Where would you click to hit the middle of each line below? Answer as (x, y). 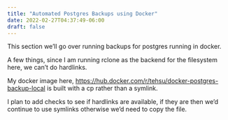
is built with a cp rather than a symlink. (102, 89)
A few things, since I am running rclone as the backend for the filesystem (113, 60)
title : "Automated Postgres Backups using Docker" (83, 14)
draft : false (26, 27)
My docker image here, (41, 81)
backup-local (26, 89)
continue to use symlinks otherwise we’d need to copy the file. (97, 110)
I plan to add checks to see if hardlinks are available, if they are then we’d (113, 102)
